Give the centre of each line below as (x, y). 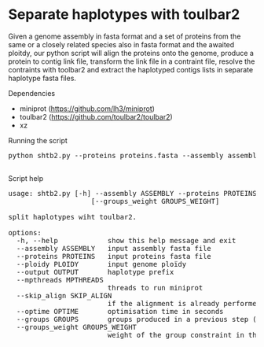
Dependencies (32, 93)
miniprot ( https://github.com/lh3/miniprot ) (87, 109)
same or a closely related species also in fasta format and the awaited (121, 44)
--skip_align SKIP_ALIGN (64, 295)
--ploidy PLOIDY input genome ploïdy (101, 264)
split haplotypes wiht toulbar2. (73, 217)
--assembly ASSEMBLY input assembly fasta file (114, 248)
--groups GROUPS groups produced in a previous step (132, 319)
